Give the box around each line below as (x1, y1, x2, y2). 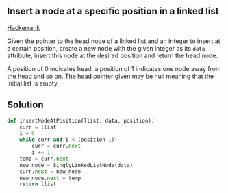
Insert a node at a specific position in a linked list (7, 5, 219, 17)
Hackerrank (7, 23, 40, 31)
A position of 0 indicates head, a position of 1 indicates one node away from (7, 64, 221, 73)
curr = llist (19, 123, 57, 131)
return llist (19, 181, 57, 188)
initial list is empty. (7, 79, 60, 88)
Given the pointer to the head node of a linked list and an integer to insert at (7, 37, 220, 45)
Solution (7, 99, 44, 111)
